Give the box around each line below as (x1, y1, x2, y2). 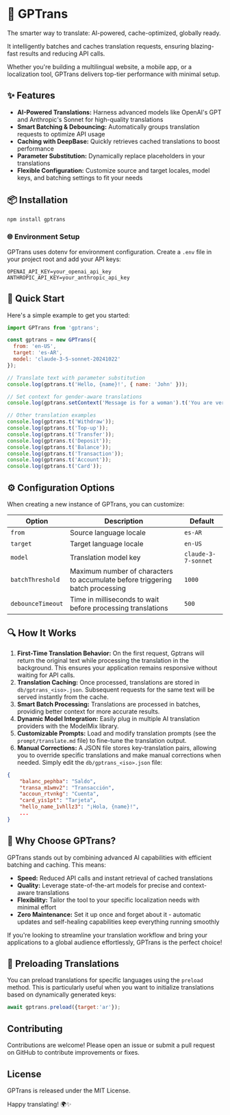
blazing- (190, 42, 214, 50)
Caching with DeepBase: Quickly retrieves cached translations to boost (16, 137, 220, 145)
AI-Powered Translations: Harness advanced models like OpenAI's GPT (16, 108, 222, 116)
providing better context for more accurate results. (16, 707, 160, 715)
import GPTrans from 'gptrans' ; (7, 324, 99, 331)
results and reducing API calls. (19, 49, 105, 58)
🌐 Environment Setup (7, 232, 80, 242)
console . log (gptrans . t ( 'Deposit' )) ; (7, 437, 112, 444)
